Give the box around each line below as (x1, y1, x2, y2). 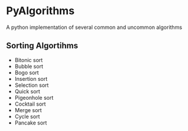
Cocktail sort (14, 100, 46, 107)
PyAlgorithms (6, 4, 75, 18)
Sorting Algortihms (6, 41, 79, 51)
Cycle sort (14, 113, 40, 120)
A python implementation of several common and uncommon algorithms (6, 24, 182, 31)
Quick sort (14, 87, 40, 95)
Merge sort (14, 106, 43, 113)
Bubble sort (14, 63, 43, 70)
